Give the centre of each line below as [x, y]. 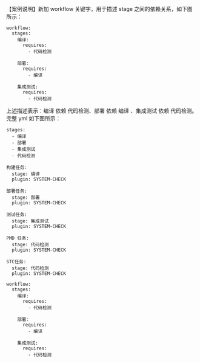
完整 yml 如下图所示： [34, 118]
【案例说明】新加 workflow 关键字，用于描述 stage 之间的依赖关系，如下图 [99, 9]
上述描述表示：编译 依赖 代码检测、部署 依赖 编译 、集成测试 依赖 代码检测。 [102, 111]
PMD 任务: [18, 238]
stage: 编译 [26, 174]
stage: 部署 [26, 198]
